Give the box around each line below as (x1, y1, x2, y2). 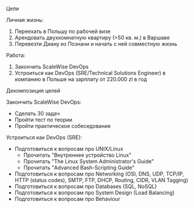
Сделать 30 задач (14, 110, 60, 117)
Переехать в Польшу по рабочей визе (14, 28, 111, 35)
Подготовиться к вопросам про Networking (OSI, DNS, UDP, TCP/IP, (14, 170, 184, 177)
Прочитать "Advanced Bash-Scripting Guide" (23, 164, 135, 171)
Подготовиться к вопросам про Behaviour (14, 196, 121, 202)
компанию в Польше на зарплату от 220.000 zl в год (14, 76, 148, 82)
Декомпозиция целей (6, 87, 61, 94)
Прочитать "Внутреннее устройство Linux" (23, 151, 132, 159)
